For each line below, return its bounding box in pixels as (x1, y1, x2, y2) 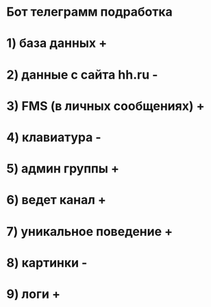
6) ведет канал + (6, 193, 107, 208)
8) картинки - (6, 255, 88, 271)
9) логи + (6, 286, 61, 302)
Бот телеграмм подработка (6, 4, 173, 20)
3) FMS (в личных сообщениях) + (6, 98, 205, 114)
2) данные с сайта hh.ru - (6, 66, 158, 82)
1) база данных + (6, 36, 108, 51)
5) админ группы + (6, 161, 119, 177)
